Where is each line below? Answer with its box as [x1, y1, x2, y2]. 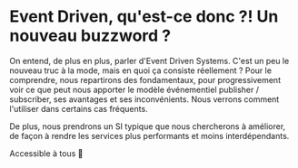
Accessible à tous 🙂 [9, 147, 84, 159]
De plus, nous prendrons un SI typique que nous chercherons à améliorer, [9, 120, 286, 132]
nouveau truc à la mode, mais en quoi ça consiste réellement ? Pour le [9, 65, 273, 76]
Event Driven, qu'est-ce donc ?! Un [9, 6, 279, 27]
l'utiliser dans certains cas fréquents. [9, 103, 148, 114]
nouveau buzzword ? [9, 25, 172, 46]
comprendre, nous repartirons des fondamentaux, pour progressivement [9, 74, 282, 85]
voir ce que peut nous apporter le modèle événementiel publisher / [9, 84, 260, 95]
